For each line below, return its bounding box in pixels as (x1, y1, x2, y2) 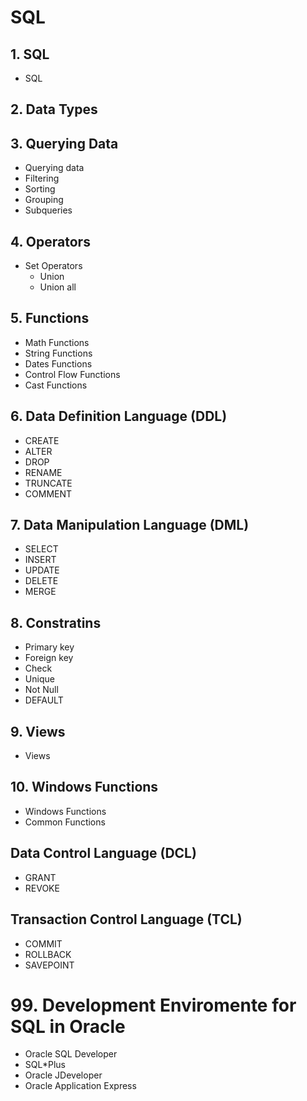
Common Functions (24, 816, 106, 828)
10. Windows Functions (10, 779, 159, 796)
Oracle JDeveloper (24, 1069, 103, 1081)
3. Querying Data (10, 135, 119, 152)
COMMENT (24, 487, 73, 500)
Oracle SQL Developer (24, 1048, 118, 1060)
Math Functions (24, 336, 90, 348)
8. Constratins (10, 614, 102, 631)
